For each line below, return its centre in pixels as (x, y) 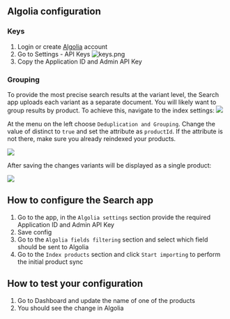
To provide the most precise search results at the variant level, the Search (113, 94)
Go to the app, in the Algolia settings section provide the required (114, 217)
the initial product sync (50, 262)
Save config (34, 232)
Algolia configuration (54, 12)
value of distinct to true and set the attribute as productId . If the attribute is (115, 131)
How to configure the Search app (80, 201)
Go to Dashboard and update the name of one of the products (106, 300)
